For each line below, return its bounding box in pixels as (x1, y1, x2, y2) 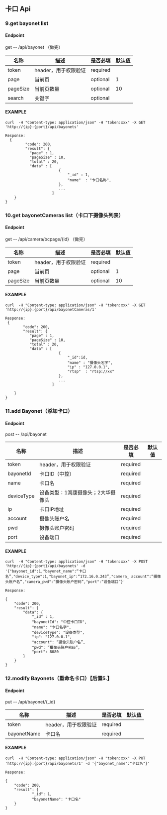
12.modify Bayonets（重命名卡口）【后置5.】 (5, 675, 113, 682)
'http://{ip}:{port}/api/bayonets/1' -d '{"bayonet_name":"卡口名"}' (5, 761, 150, 766)
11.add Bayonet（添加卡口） (5, 407, 73, 414)
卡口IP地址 (39, 506, 64, 513)
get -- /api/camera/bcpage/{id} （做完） (5, 236, 88, 242)
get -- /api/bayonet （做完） (5, 44, 63, 50)
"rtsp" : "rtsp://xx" (67, 369, 114, 374)
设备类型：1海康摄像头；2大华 (39, 489, 111, 496)
